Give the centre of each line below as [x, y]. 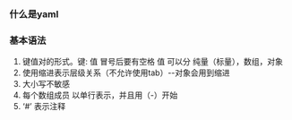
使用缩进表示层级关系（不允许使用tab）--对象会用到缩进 [126, 73]
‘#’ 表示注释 [43, 107]
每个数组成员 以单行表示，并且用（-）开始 [100, 95]
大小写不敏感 [46, 84]
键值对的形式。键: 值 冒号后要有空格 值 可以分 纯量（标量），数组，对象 [153, 62]
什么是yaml [34, 13]
